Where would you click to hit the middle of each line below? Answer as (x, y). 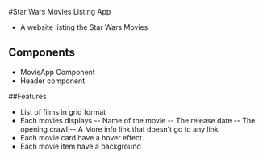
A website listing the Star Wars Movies (84, 27)
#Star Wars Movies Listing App (60, 12)
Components (42, 53)
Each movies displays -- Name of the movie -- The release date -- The (138, 120)
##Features (27, 96)
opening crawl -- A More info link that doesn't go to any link (119, 129)
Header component (52, 81)
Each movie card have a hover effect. (82, 137)
